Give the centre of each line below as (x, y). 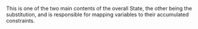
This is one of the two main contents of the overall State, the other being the (99, 8)
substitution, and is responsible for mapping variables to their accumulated (98, 14)
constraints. (21, 21)
